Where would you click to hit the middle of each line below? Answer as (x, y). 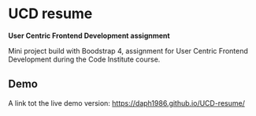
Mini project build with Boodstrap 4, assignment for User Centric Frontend (128, 51)
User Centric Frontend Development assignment (89, 36)
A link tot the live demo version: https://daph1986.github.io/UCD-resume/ (127, 103)
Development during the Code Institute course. (84, 59)
